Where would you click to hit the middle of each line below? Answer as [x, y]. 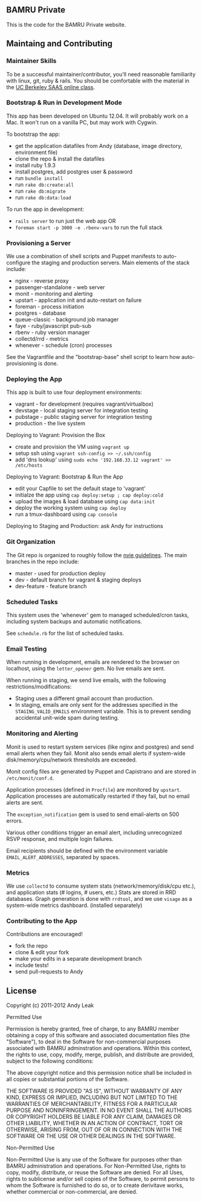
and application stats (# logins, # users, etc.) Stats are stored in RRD [91, 892]
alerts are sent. [25, 802]
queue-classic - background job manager [67, 319]
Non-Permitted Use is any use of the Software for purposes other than [94, 1159]
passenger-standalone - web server [60, 287]
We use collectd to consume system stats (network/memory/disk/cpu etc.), [101, 886]
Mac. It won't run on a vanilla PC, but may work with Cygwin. [82, 122]
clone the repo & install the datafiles [60, 159]
